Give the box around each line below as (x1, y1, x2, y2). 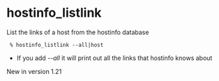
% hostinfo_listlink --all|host (9, 41, 104, 48)
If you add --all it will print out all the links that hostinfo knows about (16, 54, 213, 62)
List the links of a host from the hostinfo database (6, 28, 149, 36)
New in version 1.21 (6, 67, 62, 75)
